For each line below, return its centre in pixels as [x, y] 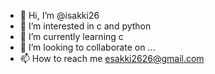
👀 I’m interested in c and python [85, 26]
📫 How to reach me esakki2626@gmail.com [112, 58]
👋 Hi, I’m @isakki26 [59, 15]
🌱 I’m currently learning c [71, 36]
